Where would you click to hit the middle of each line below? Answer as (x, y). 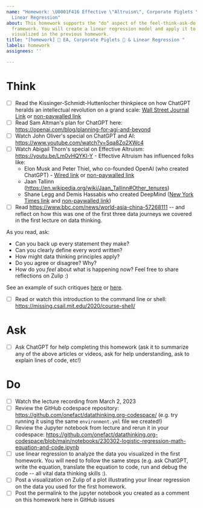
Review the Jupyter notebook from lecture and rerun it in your (92, 428)
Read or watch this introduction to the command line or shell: (91, 299)
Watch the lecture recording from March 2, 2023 (75, 401)
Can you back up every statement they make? (72, 244)
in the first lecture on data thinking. (59, 220)
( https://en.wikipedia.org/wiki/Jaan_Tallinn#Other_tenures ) (97, 188)
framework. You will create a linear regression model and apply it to (104, 29)
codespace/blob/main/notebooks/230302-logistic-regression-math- (100, 441)
